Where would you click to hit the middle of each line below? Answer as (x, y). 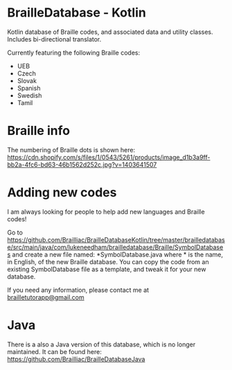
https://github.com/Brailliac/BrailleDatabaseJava (76, 359)
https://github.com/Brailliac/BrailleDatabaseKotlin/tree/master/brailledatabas (116, 239)
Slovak (27, 80)
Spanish (29, 88)
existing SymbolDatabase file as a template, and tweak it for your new (107, 269)
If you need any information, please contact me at (78, 290)
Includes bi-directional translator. (54, 39)
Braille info (39, 131)
